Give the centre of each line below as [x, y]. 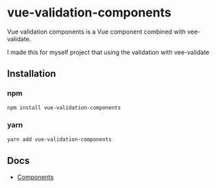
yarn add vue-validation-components [59, 139]
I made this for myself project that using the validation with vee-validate [108, 52]
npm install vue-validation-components [64, 108]
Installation [32, 74]
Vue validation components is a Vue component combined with [97, 32]
